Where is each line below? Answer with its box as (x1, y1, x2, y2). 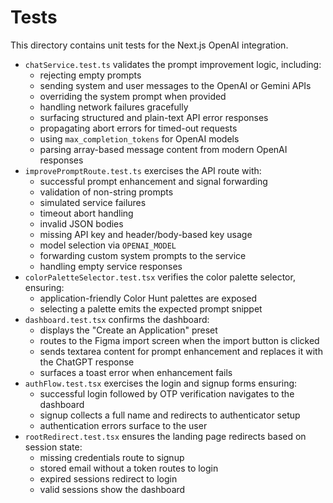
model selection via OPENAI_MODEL (39, 239, 177, 251)
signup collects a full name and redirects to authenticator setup (39, 409, 301, 421)
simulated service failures (39, 196, 147, 208)
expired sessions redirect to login (39, 472, 178, 485)
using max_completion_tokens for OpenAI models (39, 132, 240, 145)
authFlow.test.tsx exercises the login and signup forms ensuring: (24, 377, 298, 389)
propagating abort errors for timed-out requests (39, 122, 238, 134)
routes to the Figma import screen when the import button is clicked (39, 334, 320, 346)
